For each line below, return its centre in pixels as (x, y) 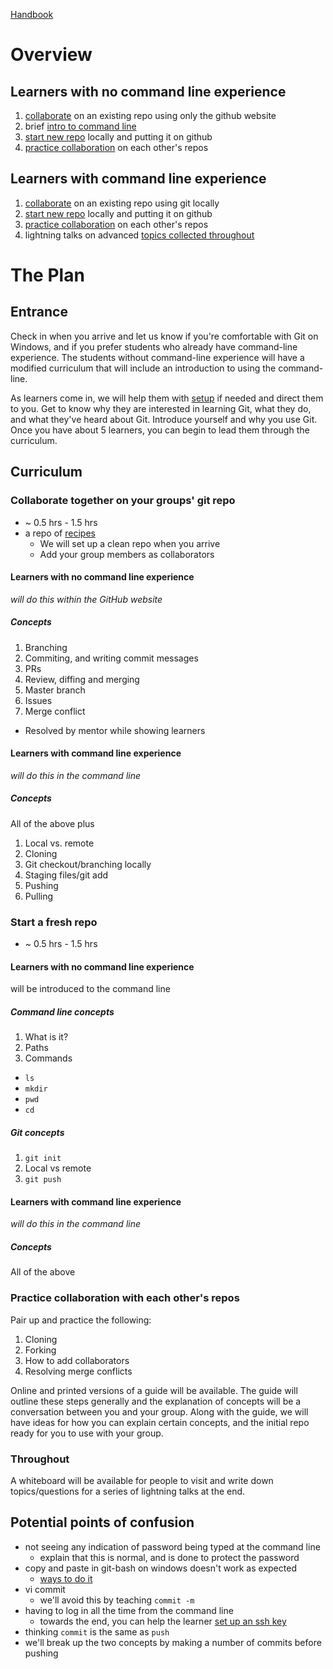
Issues (38, 700)
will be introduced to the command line (90, 989)
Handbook (32, 14)
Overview (51, 55)
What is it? (46, 1037)
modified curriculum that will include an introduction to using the (143, 368)
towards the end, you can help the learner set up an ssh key (163, 1621)
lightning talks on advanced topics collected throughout (139, 235)
